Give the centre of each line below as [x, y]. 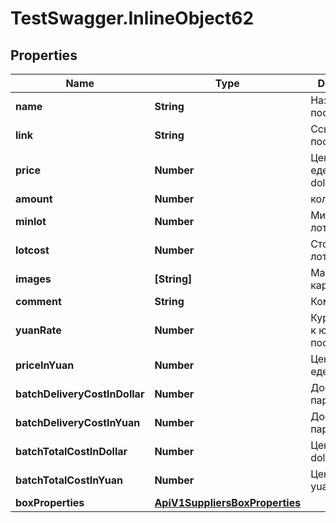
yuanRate [38, 330]
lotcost [32, 250]
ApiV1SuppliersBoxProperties [228, 502]
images [33, 279]
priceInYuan [45, 365]
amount [34, 199]
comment [38, 301]
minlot [31, 221]
